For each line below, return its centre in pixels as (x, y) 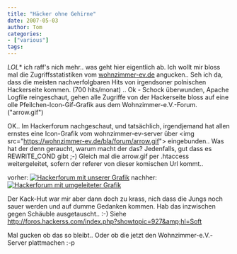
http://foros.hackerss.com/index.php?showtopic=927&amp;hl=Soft (105, 221)
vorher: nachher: (82, 177)
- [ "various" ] (28, 40)
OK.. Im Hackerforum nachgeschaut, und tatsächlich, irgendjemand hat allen (118, 126)
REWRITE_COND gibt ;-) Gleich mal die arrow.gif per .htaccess (98, 156)
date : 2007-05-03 (33, 21)
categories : (25, 34)
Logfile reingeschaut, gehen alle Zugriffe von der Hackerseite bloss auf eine (118, 97)
